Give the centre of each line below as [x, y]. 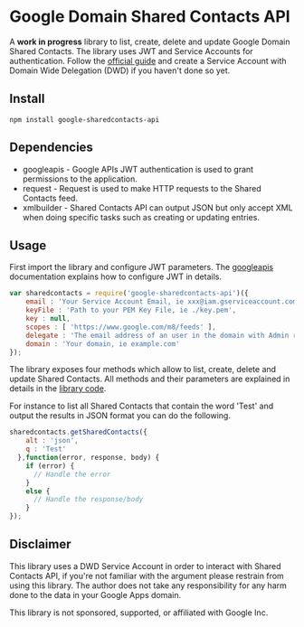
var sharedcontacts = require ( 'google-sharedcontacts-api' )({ [129, 294]
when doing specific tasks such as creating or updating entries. [141, 217]
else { [38, 491]
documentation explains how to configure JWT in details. [115, 276]
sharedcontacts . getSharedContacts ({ [78, 432]
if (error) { [50, 466]
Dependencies [51, 148]
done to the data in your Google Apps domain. [95, 594]
